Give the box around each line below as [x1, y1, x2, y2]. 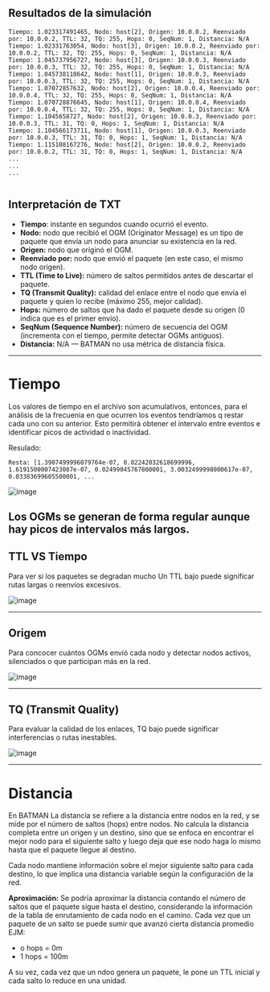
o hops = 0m [19, 943, 63, 953]
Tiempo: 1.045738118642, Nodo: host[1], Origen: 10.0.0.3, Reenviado [8, 70, 247, 78]
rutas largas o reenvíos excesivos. [8, 579, 121, 589]
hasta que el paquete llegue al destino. [8, 845, 137, 855]
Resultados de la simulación [8, 6, 152, 20]
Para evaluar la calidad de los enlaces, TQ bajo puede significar [8, 724, 219, 734]
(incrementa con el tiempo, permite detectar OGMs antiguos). [19, 330, 224, 340]
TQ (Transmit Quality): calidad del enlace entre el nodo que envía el [19, 288, 247, 297]
